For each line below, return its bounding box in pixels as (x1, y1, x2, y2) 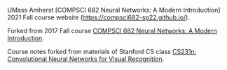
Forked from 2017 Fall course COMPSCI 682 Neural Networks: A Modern (7, 27, 217, 35)
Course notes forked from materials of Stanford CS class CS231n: (7, 48, 197, 55)
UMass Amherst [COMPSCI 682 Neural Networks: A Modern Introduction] (7, 6, 221, 14)
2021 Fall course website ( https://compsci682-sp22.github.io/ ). (7, 13, 191, 21)
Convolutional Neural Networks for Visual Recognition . (7, 55, 165, 63)
